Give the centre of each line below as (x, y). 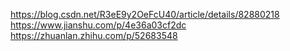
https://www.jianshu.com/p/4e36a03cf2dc (98, 25)
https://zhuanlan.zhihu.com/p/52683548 (94, 35)
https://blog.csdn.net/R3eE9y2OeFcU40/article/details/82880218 (145, 14)
